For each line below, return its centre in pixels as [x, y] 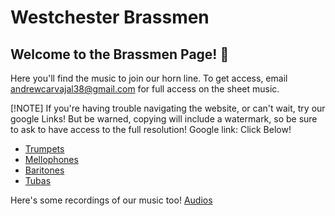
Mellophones [51, 159]
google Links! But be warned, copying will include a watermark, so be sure [164, 119]
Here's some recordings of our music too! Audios [111, 200]
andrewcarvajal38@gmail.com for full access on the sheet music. [145, 89]
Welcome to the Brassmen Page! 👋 [120, 54]
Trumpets [44, 149]
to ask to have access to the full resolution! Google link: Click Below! [151, 129]
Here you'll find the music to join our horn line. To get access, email [149, 78]
